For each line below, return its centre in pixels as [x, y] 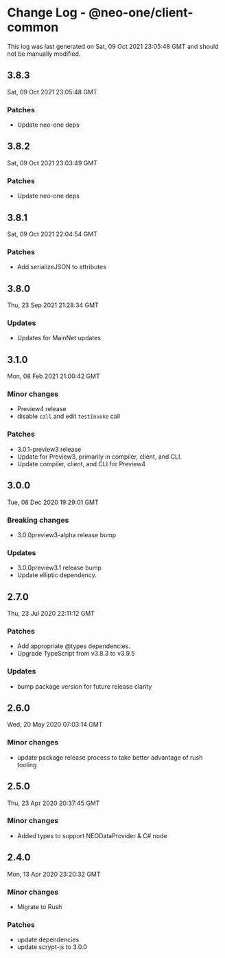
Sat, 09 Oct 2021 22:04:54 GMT [52, 234]
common [33, 27]
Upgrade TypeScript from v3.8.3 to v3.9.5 [76, 654]
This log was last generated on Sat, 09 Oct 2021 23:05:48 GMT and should [113, 46]
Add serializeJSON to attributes [61, 267]
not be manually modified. [44, 54]
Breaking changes [38, 520]
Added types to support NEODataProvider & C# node [92, 835]
